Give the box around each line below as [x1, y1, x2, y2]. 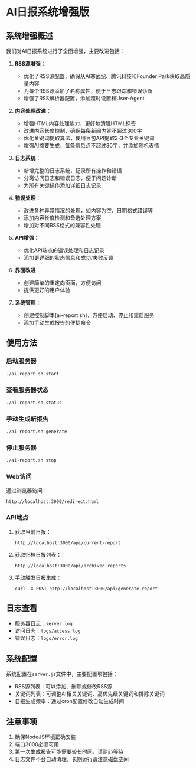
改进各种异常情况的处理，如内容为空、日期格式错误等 [23, 207, 153, 214]
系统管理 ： [14, 299, 41, 306]
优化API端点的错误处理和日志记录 [23, 247, 104, 254]
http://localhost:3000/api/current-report [14, 540, 121, 546]
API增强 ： [14, 234, 40, 241]
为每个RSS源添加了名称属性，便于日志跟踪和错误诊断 [23, 87, 153, 94]
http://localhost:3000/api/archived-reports [14, 563, 126, 568]
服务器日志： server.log [14, 620, 73, 627]
